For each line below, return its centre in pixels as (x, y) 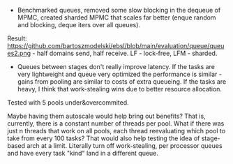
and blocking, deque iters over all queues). (79, 25)
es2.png (19, 53)
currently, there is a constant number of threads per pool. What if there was (116, 124)
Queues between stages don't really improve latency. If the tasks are (116, 67)
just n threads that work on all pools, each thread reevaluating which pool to (116, 131)
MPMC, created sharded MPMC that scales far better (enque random (116, 17)
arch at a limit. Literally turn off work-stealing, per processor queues (125, 146)
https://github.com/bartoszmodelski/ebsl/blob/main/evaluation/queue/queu (116, 46)
